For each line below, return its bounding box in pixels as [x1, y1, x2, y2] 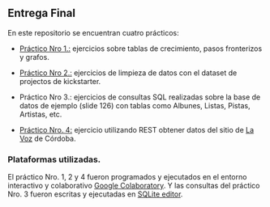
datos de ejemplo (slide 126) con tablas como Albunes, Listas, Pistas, [19, 100, 251, 110]
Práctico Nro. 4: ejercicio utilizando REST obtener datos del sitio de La [19, 125, 255, 134]
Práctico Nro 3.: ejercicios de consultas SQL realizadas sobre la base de [19, 92, 261, 102]
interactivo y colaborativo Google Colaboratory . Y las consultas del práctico [7, 181, 260, 191]
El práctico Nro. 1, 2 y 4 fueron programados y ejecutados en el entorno [7, 172, 247, 182]
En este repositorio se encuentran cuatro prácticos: [7, 27, 179, 37]
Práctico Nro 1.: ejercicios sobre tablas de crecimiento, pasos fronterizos [19, 44, 263, 53]
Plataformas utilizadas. [7, 154, 101, 165]
